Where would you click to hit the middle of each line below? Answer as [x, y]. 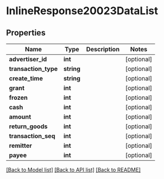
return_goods [29, 126]
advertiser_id [28, 59]
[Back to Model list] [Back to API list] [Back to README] [73, 170]
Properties [26, 33]
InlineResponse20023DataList [82, 11]
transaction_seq [32, 136]
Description [103, 49]
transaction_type [34, 69]
